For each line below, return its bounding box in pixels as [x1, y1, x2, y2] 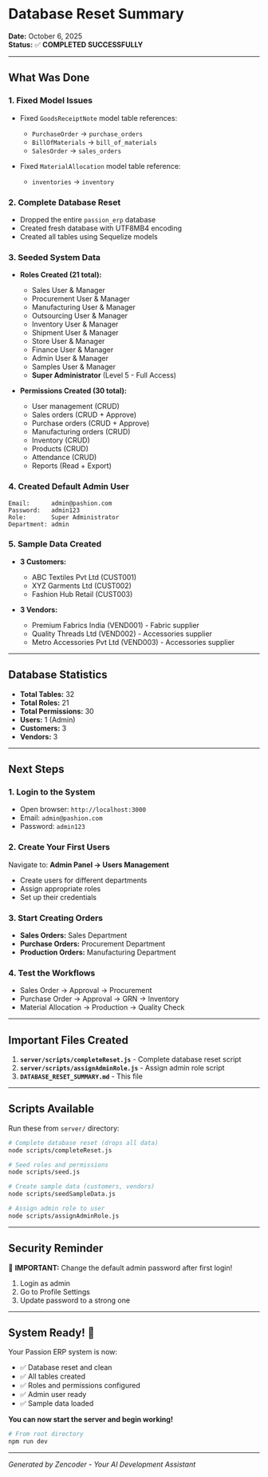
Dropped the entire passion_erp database [19, 214, 156, 224]
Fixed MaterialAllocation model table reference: [19, 161, 181, 170]
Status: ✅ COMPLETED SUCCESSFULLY [8, 39, 144, 49]
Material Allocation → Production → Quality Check [19, 1003, 185, 1012]
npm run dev [8, 1438, 48, 1446]
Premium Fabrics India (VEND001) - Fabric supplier [31, 620, 199, 630]
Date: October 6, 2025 [8, 31, 83, 41]
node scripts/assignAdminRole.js [8, 1211, 120, 1220]
